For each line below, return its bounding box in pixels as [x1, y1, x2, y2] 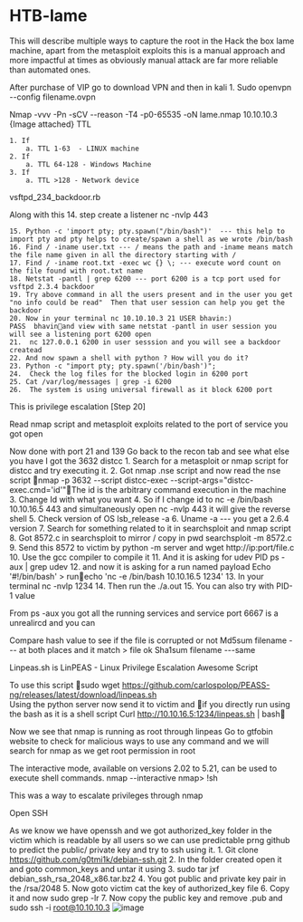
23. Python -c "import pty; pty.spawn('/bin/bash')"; [9, 361, 217, 370]
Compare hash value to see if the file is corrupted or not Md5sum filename [9, 635, 288, 646]
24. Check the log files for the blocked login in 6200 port [9, 369, 249, 379]
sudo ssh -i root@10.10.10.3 [9, 902, 110, 913]
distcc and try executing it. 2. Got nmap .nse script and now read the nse [9, 465, 281, 475]
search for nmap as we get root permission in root [9, 744, 196, 756]
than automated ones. [9, 64, 91, 75]
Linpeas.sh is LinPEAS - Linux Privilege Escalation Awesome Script [9, 662, 259, 673]
